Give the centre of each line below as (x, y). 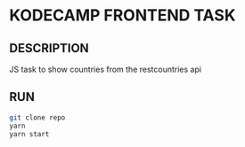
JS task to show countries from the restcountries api (106, 69)
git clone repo (37, 117)
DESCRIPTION (49, 48)
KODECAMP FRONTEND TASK (122, 15)
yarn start (29, 134)
